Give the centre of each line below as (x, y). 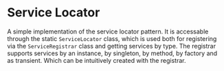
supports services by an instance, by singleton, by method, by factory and (112, 53)
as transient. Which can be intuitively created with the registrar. (97, 60)
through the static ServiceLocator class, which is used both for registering (112, 38)
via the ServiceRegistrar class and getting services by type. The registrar (112, 46)
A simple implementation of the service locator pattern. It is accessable (108, 31)
